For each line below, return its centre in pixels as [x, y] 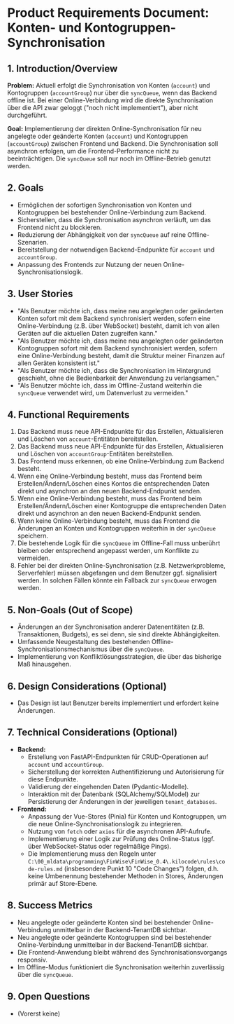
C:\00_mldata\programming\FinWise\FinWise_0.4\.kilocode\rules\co [126, 861]
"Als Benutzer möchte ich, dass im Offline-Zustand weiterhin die [110, 385]
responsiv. [32, 960]
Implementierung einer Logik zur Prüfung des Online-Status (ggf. [121, 838]
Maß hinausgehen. [44, 664]
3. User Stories [40, 294]
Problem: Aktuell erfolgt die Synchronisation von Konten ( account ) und [109, 85]
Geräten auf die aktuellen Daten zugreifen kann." [87, 333]
